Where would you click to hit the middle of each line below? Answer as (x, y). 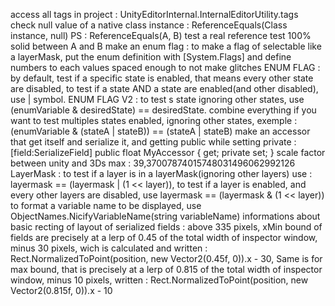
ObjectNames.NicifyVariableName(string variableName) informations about (165, 216)
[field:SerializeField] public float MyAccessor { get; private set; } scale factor (168, 152)
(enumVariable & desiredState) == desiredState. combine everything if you (163, 110)
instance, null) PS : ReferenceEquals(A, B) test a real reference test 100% (161, 35)
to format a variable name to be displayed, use (106, 205)
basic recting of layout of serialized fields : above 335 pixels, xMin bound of (166, 227)
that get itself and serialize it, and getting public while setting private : (153, 142)
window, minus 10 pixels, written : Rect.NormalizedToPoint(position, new (159, 280)
